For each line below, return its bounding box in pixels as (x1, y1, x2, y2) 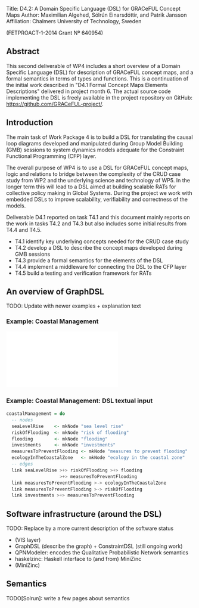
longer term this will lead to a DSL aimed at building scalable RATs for (6, 183, 176, 190)
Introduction (6, 117, 54, 128)
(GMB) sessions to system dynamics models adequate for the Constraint (6, 146, 185, 153)
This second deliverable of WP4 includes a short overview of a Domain (6, 62, 181, 69)
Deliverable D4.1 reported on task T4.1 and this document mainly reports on (6, 213, 190, 221)
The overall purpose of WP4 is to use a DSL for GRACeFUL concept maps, (6, 164, 189, 171)
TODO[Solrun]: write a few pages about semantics (6, 594, 130, 601)
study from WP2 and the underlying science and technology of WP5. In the (6, 176, 191, 184)
